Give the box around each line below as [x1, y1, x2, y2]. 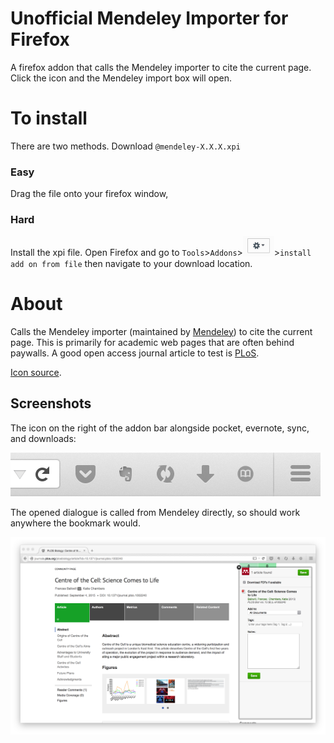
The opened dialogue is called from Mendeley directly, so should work [10, 506, 301, 518]
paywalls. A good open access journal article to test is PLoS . [10, 347, 260, 359]
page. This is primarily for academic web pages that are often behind [10, 336, 295, 348]
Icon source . [10, 366, 62, 378]
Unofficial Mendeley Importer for [10, 7, 289, 30]
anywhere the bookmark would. [10, 517, 141, 529]
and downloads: [10, 432, 77, 444]
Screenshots [10, 395, 92, 412]
